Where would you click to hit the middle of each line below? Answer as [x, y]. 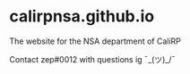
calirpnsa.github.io [82, 16]
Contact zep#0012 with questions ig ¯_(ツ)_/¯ [93, 59]
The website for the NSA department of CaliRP [95, 41]
